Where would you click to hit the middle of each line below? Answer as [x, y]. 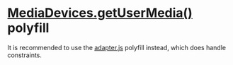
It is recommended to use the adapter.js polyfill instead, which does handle [117, 47]
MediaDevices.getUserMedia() [100, 13]
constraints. [25, 55]
